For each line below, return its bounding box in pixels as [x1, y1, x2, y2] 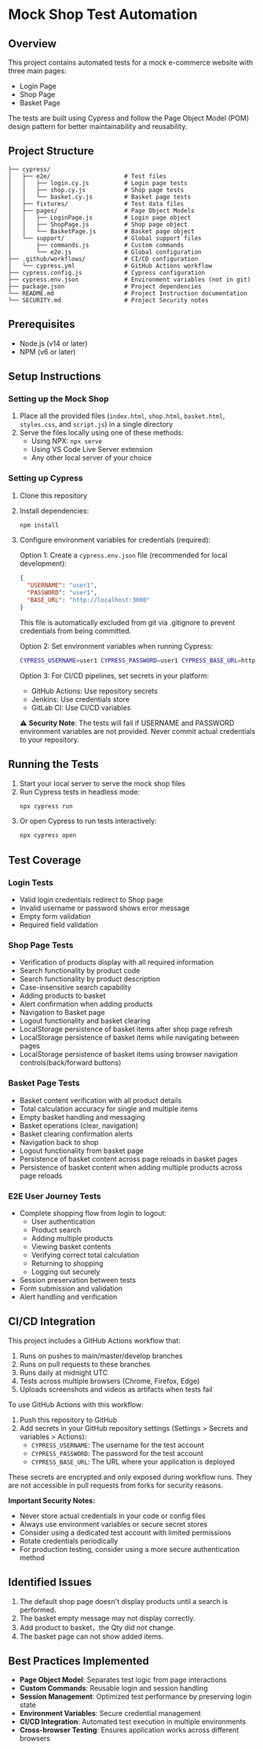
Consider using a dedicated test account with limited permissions [19, 1528, 232, 1537]
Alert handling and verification [19, 1291, 118, 1301]
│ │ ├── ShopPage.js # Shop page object [8, 220, 188, 228]
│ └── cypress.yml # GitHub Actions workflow [8, 261, 213, 269]
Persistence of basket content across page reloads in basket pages [19, 1154, 238, 1163]
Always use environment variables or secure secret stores [19, 1519, 208, 1529]
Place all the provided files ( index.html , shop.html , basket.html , [19, 411, 225, 421]
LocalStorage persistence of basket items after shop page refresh [19, 1025, 233, 1034]
